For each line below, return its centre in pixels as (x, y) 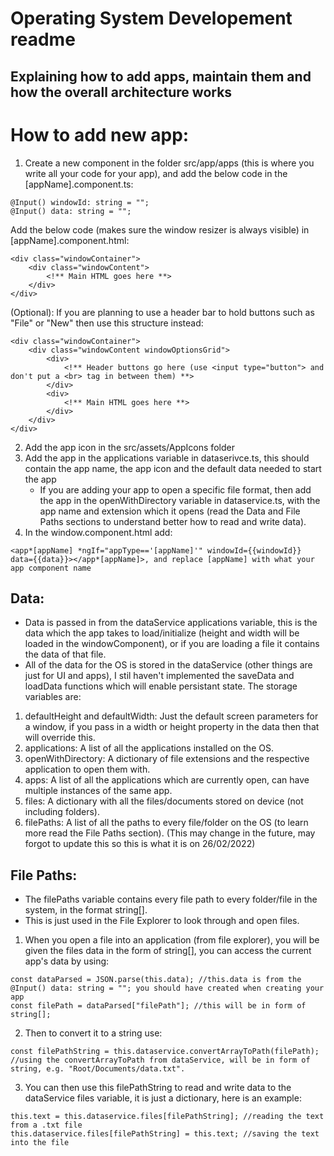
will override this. (60, 738)
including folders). (62, 812)
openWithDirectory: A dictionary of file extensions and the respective (167, 759)
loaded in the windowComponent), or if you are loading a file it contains (172, 644)
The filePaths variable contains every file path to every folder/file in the (171, 899)
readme (43, 39)
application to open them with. (87, 769)
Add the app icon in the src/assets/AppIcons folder (129, 447)
